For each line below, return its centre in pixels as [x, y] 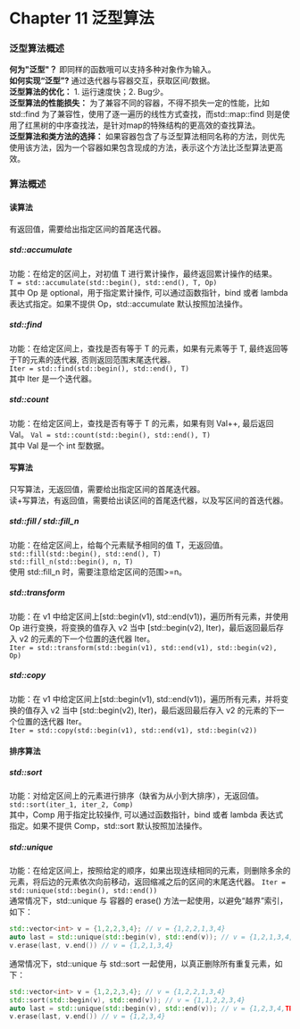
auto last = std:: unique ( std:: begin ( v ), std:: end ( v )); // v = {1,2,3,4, [147, 1008]
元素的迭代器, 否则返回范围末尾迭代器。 [103, 359]
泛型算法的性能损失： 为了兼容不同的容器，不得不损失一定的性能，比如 [139, 103]
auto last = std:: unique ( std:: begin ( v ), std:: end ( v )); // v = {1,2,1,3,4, [151, 937]
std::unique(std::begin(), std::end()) [83, 891]
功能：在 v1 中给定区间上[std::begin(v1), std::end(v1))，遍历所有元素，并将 [145, 699]
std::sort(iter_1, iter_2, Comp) [71, 805]
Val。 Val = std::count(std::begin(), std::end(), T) [110, 434]
